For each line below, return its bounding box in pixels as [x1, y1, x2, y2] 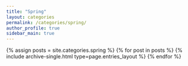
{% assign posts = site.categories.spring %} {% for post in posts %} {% [6, 47, 183, 54]
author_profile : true [6, 25, 60, 31]
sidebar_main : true [6, 31, 55, 37]
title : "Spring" [6, 8, 47, 15]
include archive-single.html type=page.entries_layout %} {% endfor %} [6, 53, 181, 60]
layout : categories [6, 14, 55, 20]
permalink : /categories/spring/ [6, 19, 87, 25]
